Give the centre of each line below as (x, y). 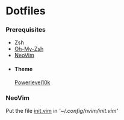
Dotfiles (26, 11)
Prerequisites (26, 30)
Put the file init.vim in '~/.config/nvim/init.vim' (62, 110)
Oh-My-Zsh (29, 49)
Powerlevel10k (32, 82)
